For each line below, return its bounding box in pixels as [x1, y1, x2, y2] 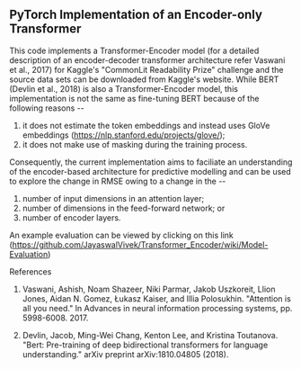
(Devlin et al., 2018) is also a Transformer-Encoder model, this [9, 83, 238, 94]
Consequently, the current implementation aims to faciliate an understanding [9, 157, 293, 167]
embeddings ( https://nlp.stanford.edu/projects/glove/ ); [22, 130, 226, 140]
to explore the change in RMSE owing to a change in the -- [9, 175, 226, 186]
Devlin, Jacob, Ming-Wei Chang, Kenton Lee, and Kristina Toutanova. [22, 329, 279, 340]
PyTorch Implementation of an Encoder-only [9, 7, 263, 22]
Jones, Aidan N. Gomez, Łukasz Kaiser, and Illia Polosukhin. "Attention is [22, 292, 292, 304]
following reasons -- [9, 103, 85, 113]
